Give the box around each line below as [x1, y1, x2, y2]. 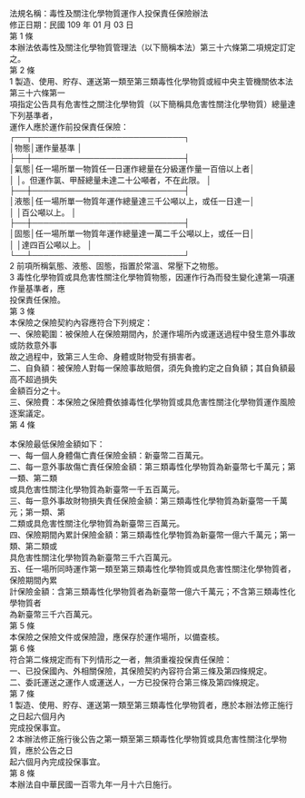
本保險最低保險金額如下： [9, 438, 105, 449]
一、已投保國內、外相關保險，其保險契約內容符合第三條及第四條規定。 [9, 665, 272, 676]
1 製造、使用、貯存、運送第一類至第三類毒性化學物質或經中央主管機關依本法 [9, 76, 293, 86]
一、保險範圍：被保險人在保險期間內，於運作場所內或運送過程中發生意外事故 [9, 329, 296, 339]
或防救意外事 [9, 340, 57, 350]
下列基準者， [9, 110, 57, 121]
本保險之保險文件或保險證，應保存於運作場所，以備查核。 [9, 632, 224, 642]
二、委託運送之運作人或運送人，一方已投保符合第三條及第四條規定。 [9, 677, 264, 687]
